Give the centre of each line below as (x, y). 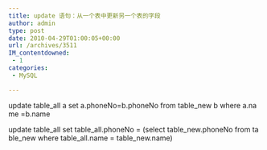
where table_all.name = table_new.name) (105, 138)
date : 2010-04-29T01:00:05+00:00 (64, 38)
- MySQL (25, 75)
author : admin (32, 23)
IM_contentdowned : (39, 53)
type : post (27, 30)
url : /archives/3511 (43, 46)
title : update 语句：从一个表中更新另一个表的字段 (84, 16)
